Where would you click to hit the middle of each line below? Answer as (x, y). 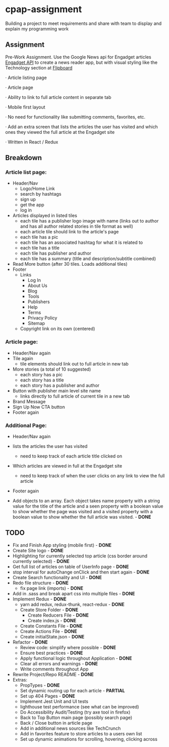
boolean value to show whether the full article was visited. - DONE (82, 517)
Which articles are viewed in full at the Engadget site (67, 466)
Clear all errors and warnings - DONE (59, 663)
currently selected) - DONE (41, 561)
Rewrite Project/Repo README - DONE (53, 674)
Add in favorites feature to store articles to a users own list (81, 733)
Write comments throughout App (54, 669)
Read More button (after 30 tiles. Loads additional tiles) (70, 264)
